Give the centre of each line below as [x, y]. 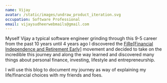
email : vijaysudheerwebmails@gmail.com [47, 24]
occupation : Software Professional [43, 19]
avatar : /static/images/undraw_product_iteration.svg [63, 15]
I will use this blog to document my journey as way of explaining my [76, 70]
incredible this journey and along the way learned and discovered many [80, 55]
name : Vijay [18, 10]
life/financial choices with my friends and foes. [54, 75]
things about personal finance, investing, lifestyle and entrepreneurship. [80, 60]
